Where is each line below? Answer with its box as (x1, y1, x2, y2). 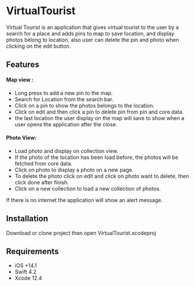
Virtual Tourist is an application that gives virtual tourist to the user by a (6, 24, 179, 31)
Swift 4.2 (14, 268, 37, 275)
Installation (6, 214, 48, 224)
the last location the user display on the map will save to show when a (14, 114, 184, 122)
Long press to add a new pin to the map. (14, 89, 113, 96)
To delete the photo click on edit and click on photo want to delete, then (14, 173, 190, 180)
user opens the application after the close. (14, 121, 118, 128)
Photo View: (6, 134, 37, 141)
